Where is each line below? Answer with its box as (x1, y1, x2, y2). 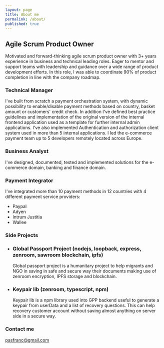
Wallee (12, 219, 26, 225)
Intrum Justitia (12, 213, 42, 220)
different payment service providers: (5, 193, 80, 199)
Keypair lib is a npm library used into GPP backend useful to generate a (12, 297, 159, 303)
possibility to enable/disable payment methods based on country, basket (5, 103, 155, 109)
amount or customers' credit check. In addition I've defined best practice (5, 108, 155, 115)
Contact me (5, 325, 34, 332)
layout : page (5, 7, 32, 12)
